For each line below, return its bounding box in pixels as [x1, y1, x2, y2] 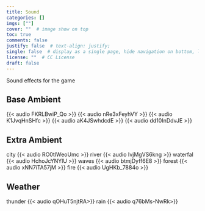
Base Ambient [6, 94, 61, 104]
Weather [6, 181, 40, 192]
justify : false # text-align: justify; [6, 43, 111, 49]
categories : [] [6, 15, 45, 21]
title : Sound [6, 9, 40, 15]
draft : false [6, 60, 40, 66]
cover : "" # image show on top [6, 26, 88, 32]
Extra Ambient [6, 135, 62, 145]
